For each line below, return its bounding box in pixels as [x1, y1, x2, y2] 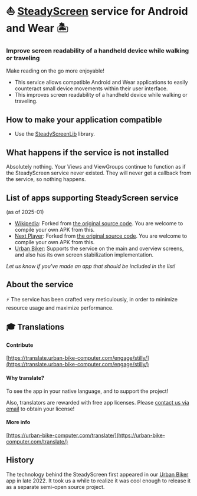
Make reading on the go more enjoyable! [6, 67, 104, 74]
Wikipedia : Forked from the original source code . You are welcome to [14, 219, 183, 226]
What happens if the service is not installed [6, 147, 169, 157]
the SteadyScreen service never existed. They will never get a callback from [6, 169, 192, 176]
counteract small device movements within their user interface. [14, 85, 168, 92]
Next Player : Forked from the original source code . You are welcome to [14, 232, 188, 239]
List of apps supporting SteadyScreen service [6, 193, 179, 203]
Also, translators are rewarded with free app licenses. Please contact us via [6, 399, 190, 406]
